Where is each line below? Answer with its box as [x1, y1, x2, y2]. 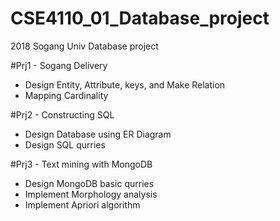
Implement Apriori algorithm [24, 198, 141, 211]
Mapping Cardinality [24, 89, 109, 101]
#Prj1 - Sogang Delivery [10, 59, 108, 71]
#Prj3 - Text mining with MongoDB [10, 158, 153, 170]
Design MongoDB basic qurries [24, 177, 155, 189]
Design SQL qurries [24, 138, 106, 151]
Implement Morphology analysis [24, 188, 158, 200]
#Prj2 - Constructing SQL [10, 108, 115, 121]
